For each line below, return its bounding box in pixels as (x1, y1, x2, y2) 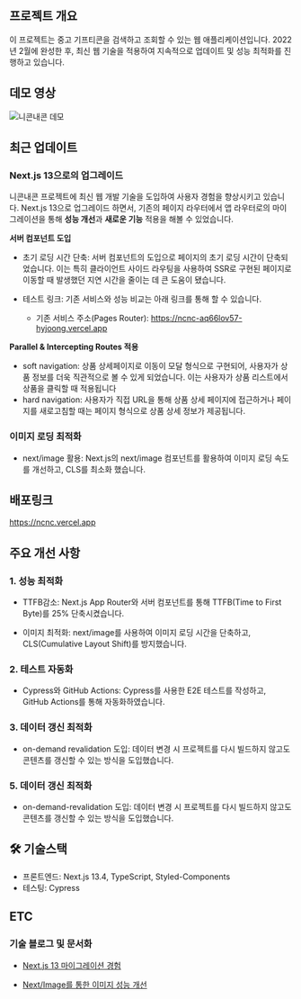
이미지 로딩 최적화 (9, 430, 83, 443)
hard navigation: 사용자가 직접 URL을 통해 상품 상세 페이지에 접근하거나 (22, 394, 275, 405)
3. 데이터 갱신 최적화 (9, 721, 93, 733)
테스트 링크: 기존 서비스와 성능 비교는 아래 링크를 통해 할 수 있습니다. (22, 293, 262, 304)
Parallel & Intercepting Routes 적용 (9, 341, 139, 353)
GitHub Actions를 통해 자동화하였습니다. (22, 697, 165, 707)
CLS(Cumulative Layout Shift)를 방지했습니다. (22, 638, 187, 650)
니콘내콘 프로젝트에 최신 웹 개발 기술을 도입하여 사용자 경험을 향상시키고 (9, 192, 261, 202)
